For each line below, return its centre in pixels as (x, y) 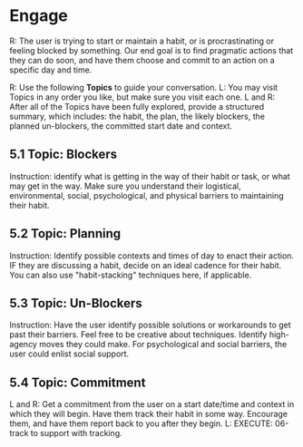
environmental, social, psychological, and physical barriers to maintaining (147, 195)
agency (24, 345)
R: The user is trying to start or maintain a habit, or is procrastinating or (142, 41)
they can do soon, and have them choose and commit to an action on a (142, 60)
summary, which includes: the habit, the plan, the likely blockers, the (137, 116)
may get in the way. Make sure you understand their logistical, (126, 186)
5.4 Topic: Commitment (78, 382)
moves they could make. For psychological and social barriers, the (163, 345)
